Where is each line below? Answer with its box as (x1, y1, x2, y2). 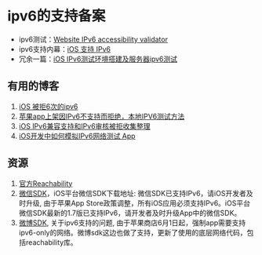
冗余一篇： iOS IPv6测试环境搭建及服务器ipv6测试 (18, 54, 178, 64)
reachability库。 (25, 237, 78, 247)
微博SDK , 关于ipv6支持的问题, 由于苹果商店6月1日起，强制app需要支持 (18, 217, 246, 228)
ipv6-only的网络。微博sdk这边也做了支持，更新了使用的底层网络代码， (18, 228, 248, 237)
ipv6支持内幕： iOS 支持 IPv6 (18, 44, 111, 53)
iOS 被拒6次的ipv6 (18, 101, 78, 111)
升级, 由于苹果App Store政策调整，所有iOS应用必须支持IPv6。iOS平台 (25, 198, 250, 208)
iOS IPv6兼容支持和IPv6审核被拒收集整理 (18, 121, 151, 130)
